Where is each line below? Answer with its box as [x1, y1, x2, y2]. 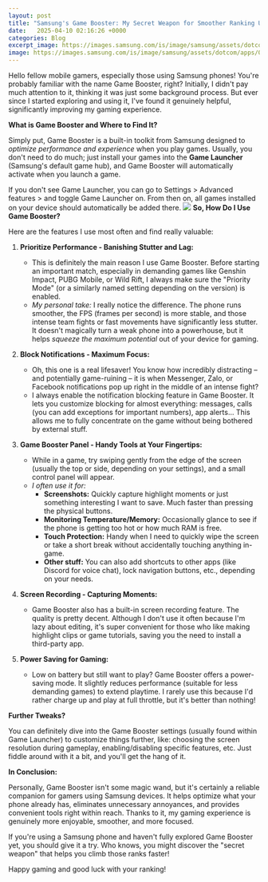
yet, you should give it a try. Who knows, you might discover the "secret [8, 840, 245, 850]
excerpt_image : [8, 42, 59, 49]
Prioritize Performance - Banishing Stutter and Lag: [19, 243, 194, 251]
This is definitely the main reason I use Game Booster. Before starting [31, 258, 260, 267]
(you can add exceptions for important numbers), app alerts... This [31, 408, 250, 417]
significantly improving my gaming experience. [8, 105, 162, 114]
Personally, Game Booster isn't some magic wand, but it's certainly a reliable [8, 783, 260, 792]
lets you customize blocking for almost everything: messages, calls [31, 399, 253, 408]
